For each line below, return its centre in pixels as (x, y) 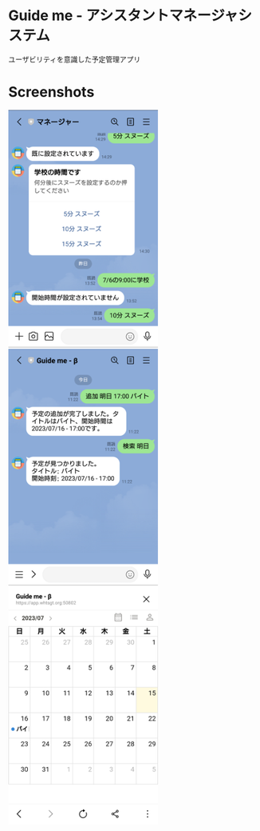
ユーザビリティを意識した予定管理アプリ (75, 59)
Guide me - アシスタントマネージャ (123, 16)
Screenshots (51, 92)
